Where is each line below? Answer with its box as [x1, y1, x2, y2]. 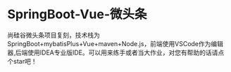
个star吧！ [7, 57, 37, 65]
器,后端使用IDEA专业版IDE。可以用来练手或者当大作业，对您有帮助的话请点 [7, 48, 225, 57]
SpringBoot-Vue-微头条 [7, 6, 147, 22]
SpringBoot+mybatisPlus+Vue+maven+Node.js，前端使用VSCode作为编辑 [7, 39, 224, 48]
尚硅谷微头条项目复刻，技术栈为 [7, 31, 100, 39]
